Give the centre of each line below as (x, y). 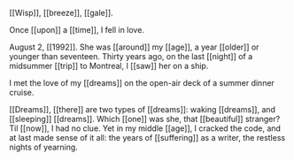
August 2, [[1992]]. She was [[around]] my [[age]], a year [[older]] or (134, 47)
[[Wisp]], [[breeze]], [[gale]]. (61, 13)
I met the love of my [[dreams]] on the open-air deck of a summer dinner (142, 83)
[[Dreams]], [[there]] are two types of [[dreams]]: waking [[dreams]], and (143, 109)
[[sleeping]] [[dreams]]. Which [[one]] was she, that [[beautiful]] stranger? (145, 119)
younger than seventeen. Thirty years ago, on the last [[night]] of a (131, 56)
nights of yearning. (43, 147)
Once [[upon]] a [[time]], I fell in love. (77, 30)
